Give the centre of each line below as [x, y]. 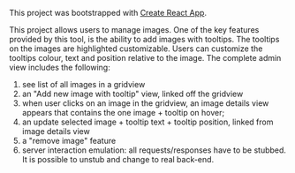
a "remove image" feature [69, 141]
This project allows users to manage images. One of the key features [134, 30]
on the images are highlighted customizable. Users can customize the [136, 49]
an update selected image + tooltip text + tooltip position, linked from [147, 122]
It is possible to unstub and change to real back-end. [118, 159]
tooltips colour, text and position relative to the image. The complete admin [145, 58]
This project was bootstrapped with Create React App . [108, 13]
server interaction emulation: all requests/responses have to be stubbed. [154, 150]
